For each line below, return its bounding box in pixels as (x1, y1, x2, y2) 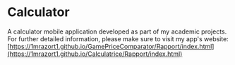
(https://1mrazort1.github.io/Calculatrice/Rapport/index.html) (7, 50, 183, 58)
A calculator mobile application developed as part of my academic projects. (7, 27, 227, 36)
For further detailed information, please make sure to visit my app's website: (7, 34, 229, 43)
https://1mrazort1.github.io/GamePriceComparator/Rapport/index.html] (9, 42, 215, 50)
